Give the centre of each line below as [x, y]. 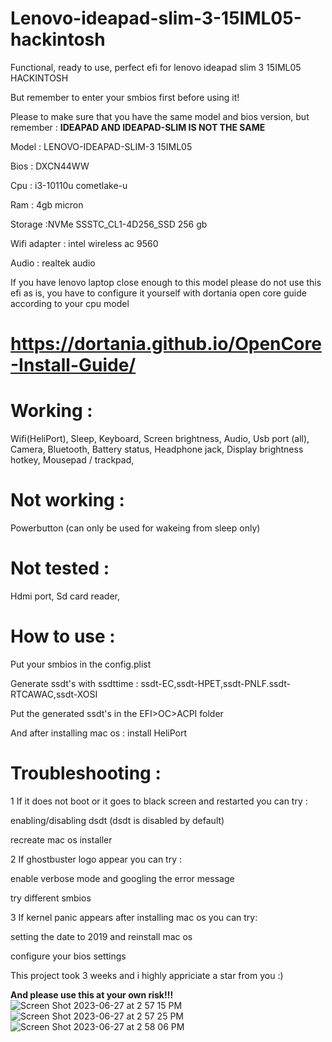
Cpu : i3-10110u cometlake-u [69, 185]
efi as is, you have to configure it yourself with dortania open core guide [158, 293]
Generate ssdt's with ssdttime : [74, 683]
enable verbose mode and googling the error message [122, 878]
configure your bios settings [68, 956]
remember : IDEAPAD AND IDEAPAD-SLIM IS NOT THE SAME [138, 127]
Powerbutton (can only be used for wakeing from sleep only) [135, 528]
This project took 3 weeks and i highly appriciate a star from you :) [147, 975]
